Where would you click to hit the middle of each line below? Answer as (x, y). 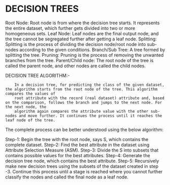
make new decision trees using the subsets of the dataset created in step (82, 166)
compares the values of (30, 94)
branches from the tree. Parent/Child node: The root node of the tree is (79, 60)
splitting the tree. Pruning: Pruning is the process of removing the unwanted (84, 55)
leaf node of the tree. (30, 120)
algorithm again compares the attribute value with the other (81, 111)
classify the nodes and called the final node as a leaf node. (67, 177)
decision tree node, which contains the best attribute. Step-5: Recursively (82, 161)
